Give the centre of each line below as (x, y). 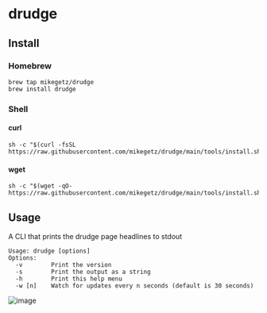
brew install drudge (43, 89)
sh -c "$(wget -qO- (41, 186)
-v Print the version (64, 265)
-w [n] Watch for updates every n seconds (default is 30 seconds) (135, 286)
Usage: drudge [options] (49, 251)
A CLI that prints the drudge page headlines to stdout (95, 237)
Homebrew (30, 66)
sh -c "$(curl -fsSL (43, 145)
